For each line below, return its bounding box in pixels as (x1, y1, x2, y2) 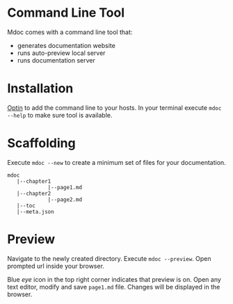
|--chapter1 (16, 177, 51, 185)
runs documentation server (17, 56, 96, 64)
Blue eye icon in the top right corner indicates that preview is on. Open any (7, 275, 221, 283)
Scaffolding (7, 136, 76, 151)
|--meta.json (16, 208, 54, 215)
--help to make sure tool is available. (7, 111, 113, 119)
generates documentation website (17, 41, 116, 49)
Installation (7, 81, 74, 97)
